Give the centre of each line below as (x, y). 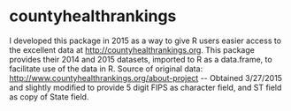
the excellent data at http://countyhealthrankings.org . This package (132, 49)
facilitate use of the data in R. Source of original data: (106, 69)
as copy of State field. (49, 96)
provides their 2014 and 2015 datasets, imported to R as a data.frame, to (141, 59)
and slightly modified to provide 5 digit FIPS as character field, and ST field (145, 87)
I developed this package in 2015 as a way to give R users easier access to (145, 41)
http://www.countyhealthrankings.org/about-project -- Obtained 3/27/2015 (146, 78)
